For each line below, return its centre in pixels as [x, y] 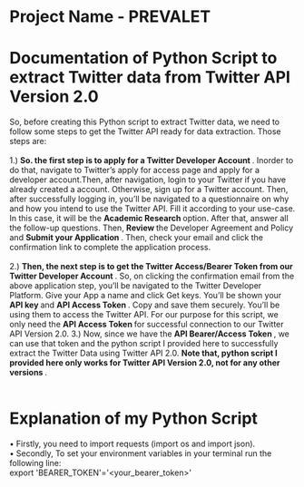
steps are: [28, 141]
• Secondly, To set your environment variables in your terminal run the [141, 453]
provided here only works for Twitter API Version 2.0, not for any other [145, 363]
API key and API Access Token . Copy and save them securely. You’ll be [145, 305]
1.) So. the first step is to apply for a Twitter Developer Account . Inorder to [152, 161]
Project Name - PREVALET [110, 17]
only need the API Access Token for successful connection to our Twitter [147, 325]
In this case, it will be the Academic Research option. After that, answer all [149, 219]
